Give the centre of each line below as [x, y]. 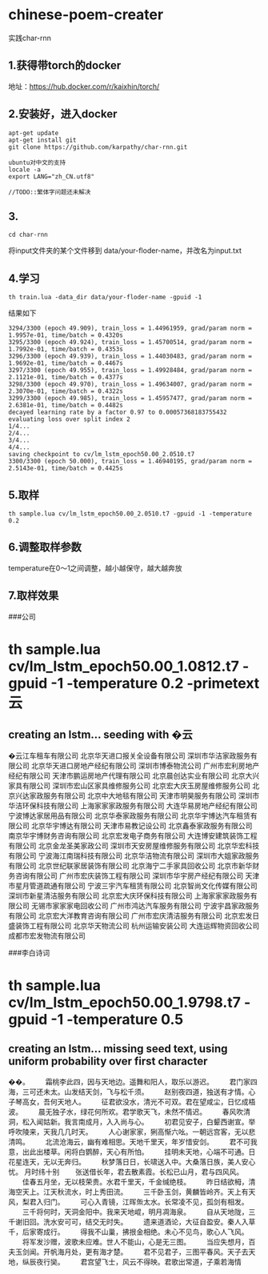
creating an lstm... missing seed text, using [118, 1049]
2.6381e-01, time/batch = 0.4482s [66, 406]
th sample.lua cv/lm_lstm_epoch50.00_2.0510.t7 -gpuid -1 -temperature [130, 514]
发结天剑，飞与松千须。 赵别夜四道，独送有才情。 [160, 1092]
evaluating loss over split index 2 [69, 419]
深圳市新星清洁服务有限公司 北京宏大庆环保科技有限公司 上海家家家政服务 [129, 895]
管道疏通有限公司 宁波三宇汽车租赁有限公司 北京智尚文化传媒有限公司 [143, 885]
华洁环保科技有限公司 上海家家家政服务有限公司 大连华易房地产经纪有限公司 [133, 805]
